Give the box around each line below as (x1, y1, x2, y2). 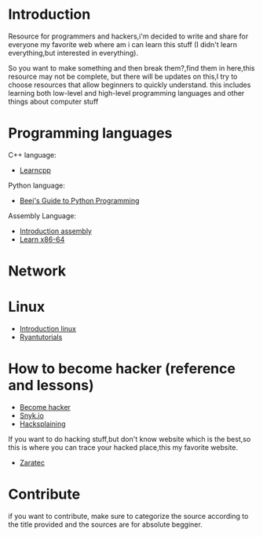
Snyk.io (19, 411, 45, 420)
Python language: (8, 181, 65, 190)
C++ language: (8, 150, 57, 159)
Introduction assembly (19, 226, 93, 236)
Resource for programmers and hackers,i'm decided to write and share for (8, 31, 249, 41)
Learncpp (19, 165, 51, 174)
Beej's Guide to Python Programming (19, 195, 140, 205)
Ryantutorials (19, 332, 63, 342)
